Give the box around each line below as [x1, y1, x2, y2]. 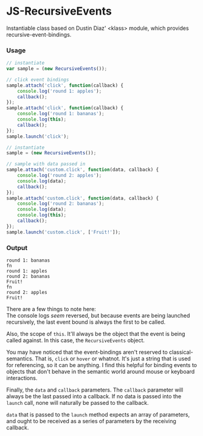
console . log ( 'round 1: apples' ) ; [17, 88, 102, 94]
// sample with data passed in [6, 161, 86, 167]
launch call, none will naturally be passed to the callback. [6, 399, 149, 407]
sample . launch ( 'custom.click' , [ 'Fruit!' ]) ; [6, 229, 121, 235]
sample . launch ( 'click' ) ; [6, 133, 69, 140]
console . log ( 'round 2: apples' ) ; [17, 173, 102, 179]
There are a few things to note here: [6, 306, 96, 313]
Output [6, 243, 28, 252]
